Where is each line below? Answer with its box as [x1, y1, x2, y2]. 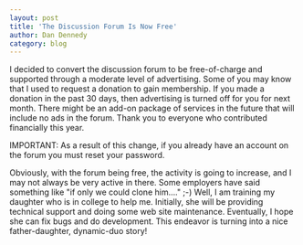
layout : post [9, 13, 59, 23]
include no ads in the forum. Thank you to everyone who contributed [9, 112, 267, 123]
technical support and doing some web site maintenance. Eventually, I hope [9, 207, 294, 218]
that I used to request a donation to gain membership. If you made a [9, 83, 265, 94]
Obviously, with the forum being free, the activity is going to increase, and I [9, 167, 292, 178]
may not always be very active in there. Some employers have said [9, 177, 260, 188]
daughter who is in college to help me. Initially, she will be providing [9, 197, 264, 208]
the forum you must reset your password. [9, 150, 165, 161]
